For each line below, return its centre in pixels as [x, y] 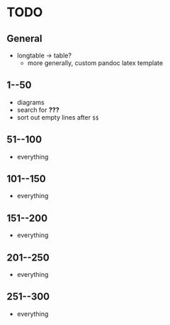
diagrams [30, 102]
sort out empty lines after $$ [58, 117]
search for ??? [38, 110]
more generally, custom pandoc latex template [95, 63]
